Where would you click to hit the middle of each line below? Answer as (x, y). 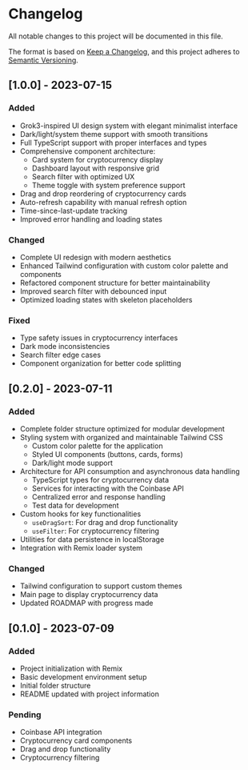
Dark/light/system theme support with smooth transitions (114, 134)
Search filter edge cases (60, 355)
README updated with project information (90, 694)
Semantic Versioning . (43, 60)
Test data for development (75, 505)
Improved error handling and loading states (91, 219)
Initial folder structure (55, 685)
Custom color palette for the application (97, 446)
